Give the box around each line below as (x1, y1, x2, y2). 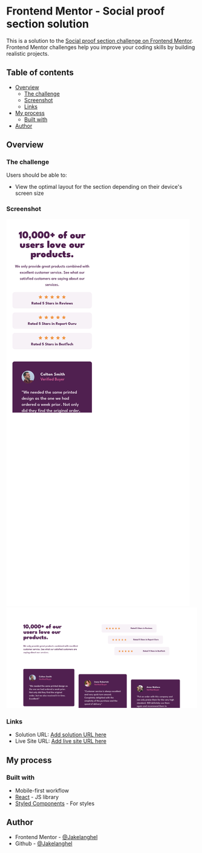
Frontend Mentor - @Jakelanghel (15, 833, 98, 840)
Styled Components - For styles (15, 800, 95, 807)
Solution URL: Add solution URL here (15, 731, 107, 739)
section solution (6, 17, 90, 31)
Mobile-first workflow (15, 786, 70, 794)
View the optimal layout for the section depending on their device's (15, 183, 183, 191)
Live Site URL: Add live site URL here (15, 737, 107, 745)
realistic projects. (6, 50, 50, 57)
